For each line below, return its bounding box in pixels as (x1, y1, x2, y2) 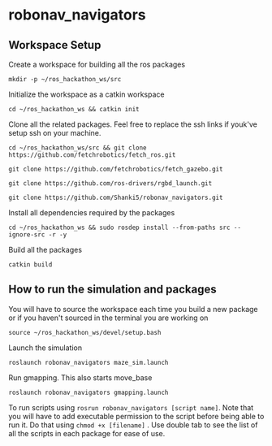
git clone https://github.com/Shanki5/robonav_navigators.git (8, 193, 223, 201)
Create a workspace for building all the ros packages (8, 59, 185, 69)
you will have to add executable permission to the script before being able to (8, 411, 265, 421)
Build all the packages (8, 245, 83, 254)
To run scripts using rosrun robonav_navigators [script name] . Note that (8, 402, 254, 412)
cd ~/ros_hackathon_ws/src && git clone (8, 144, 148, 152)
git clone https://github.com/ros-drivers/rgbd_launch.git (8, 180, 213, 188)
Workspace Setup (8, 38, 101, 52)
